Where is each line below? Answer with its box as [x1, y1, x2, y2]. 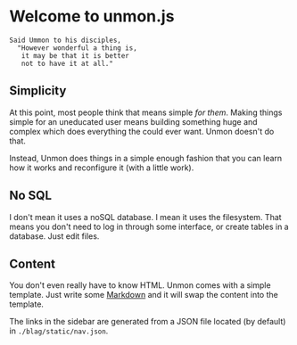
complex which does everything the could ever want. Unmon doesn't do [9, 126, 275, 136]
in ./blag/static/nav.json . [9, 325, 109, 336]
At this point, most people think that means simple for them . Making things [9, 107, 283, 118]
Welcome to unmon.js [9, 6, 175, 27]
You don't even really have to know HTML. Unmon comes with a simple [9, 280, 271, 291]
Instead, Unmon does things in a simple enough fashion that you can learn [9, 152, 283, 163]
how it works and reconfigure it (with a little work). [9, 162, 194, 173]
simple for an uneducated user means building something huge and [9, 116, 258, 127]
